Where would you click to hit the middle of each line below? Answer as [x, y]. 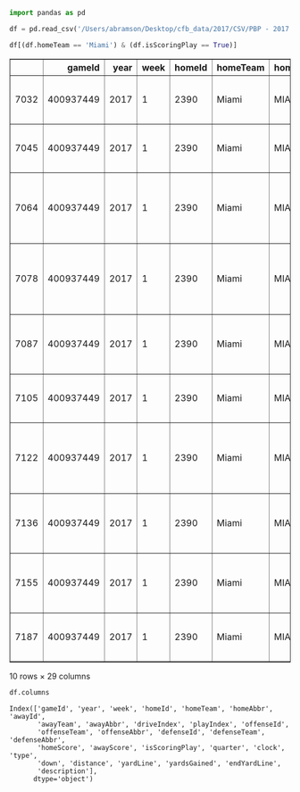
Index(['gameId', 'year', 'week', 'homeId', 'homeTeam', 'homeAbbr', [142, 709]
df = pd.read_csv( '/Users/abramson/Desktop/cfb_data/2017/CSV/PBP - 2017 [150, 29]
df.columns [29, 692]
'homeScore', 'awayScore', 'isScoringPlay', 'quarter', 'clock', [161, 747]
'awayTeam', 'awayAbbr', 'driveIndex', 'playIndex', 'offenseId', [163, 724]
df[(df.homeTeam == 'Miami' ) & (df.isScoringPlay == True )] [124, 45]
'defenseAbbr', [37, 740]
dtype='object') [63, 779]
